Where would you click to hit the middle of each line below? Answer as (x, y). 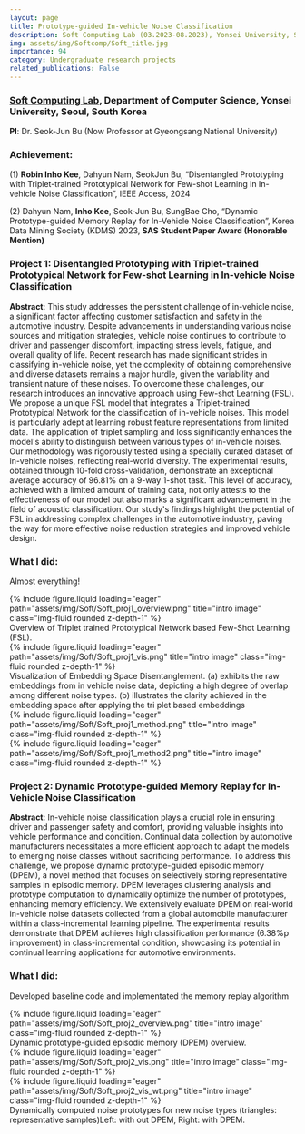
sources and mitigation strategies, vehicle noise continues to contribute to (148, 335)
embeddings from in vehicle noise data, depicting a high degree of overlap (149, 685)
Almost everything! (44, 581)
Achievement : (41, 155)
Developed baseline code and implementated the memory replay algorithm (149, 996)
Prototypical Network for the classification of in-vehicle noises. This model (149, 412)
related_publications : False (64, 69)
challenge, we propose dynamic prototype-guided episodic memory (137, 866)
